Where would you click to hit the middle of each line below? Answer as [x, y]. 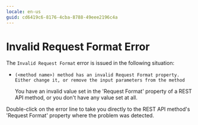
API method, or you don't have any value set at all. [76, 98]
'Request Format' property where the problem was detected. [80, 115]
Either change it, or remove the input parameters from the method [100, 80]
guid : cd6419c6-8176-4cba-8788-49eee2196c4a [62, 17]
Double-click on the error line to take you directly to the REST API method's [98, 109]
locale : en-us [24, 12]
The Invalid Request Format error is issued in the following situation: [90, 63]
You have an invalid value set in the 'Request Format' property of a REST [103, 91]
